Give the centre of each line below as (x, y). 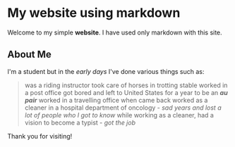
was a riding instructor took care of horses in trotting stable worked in (126, 85)
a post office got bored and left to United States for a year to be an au (126, 92)
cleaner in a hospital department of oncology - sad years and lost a (123, 108)
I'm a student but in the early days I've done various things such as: (106, 71)
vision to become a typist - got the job (80, 122)
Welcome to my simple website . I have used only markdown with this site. (115, 32)
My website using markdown (94, 13)
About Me (29, 55)
